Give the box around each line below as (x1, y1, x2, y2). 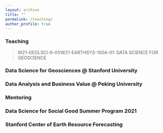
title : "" (5, 12, 26, 17)
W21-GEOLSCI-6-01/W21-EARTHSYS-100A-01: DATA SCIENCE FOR (17, 49, 158, 55)
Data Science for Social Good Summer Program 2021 (5, 107, 137, 114)
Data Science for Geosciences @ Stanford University (5, 67, 138, 74)
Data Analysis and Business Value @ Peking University (5, 81, 143, 88)
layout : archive (5, 7, 39, 13)
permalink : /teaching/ (5, 17, 53, 22)
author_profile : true (5, 21, 51, 27)
